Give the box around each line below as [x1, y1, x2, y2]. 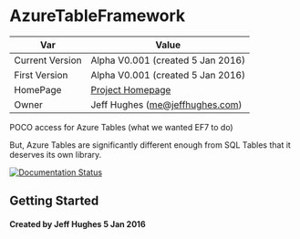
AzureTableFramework [9, 5, 186, 26]
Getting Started [9, 193, 99, 209]
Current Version [14, 54, 82, 67]
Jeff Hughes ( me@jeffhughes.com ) [90, 98, 243, 110]
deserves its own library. [9, 149, 102, 160]
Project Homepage [90, 83, 171, 96]
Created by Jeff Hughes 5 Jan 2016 [9, 218, 146, 229]
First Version [14, 68, 68, 81]
